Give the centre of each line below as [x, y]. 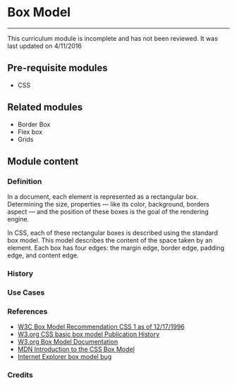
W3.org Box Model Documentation [68, 342]
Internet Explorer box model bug [65, 357]
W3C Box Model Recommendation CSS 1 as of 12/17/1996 [101, 327]
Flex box [30, 132]
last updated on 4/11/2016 [45, 46]
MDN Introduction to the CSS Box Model [76, 349]
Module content [43, 161]
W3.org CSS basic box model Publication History [89, 334]
